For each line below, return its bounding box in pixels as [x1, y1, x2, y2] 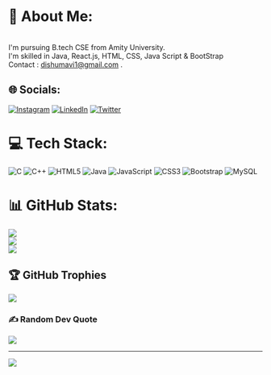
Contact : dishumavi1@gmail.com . [8, 60, 123, 69]
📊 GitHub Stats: [8, 196, 119, 215]
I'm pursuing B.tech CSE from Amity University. [8, 42, 165, 52]
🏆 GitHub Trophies [8, 269, 107, 282]
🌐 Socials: [8, 83, 61, 97]
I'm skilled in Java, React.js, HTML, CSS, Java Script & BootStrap [8, 51, 224, 60]
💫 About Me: [8, 7, 94, 26]
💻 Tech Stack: [8, 134, 108, 152]
